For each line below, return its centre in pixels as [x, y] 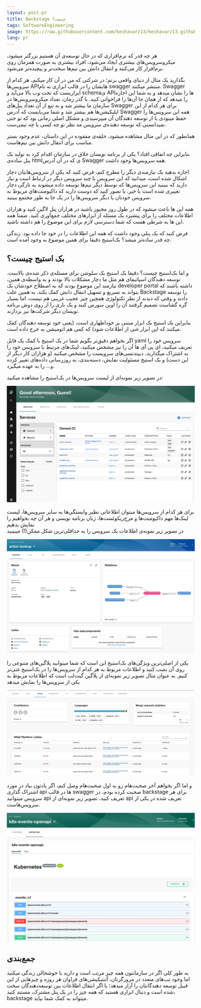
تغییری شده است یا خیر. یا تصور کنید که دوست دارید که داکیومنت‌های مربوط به [94, 191]
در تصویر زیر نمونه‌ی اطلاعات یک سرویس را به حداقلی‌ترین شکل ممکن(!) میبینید [95, 531]
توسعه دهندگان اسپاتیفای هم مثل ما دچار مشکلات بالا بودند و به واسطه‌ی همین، [94, 279]
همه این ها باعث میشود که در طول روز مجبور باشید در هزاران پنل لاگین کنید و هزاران [100, 209]
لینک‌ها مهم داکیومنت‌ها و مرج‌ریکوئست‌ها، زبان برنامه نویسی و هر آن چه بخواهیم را [98, 518]
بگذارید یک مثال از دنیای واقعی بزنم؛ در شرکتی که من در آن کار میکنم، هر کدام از [96, 80]
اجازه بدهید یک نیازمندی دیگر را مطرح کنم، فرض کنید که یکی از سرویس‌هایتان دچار [98, 172]
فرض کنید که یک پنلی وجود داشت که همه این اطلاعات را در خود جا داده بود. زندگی [98, 233]
